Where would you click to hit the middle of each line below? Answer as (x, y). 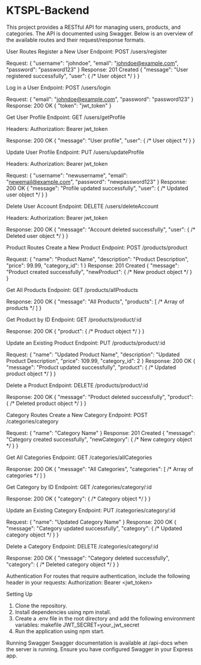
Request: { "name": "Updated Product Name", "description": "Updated (93, 354)
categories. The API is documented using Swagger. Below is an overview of (100, 33)
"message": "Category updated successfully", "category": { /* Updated (94, 528)
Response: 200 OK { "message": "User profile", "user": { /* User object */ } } (100, 140)
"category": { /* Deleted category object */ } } (63, 564)
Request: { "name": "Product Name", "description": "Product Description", (97, 259)
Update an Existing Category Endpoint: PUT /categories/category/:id (91, 510)
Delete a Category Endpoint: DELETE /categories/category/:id (82, 546)
